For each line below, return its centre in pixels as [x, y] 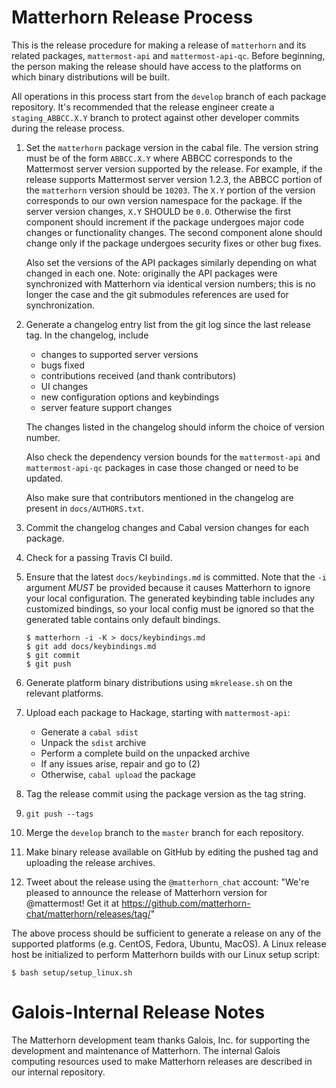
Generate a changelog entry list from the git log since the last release [168, 324]
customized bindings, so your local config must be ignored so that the [170, 608]
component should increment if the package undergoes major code [165, 222]
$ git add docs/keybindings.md [91, 646]
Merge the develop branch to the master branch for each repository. [164, 832]
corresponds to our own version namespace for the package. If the [164, 200]
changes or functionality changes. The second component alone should [174, 232]
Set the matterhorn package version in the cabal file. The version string [172, 147]
